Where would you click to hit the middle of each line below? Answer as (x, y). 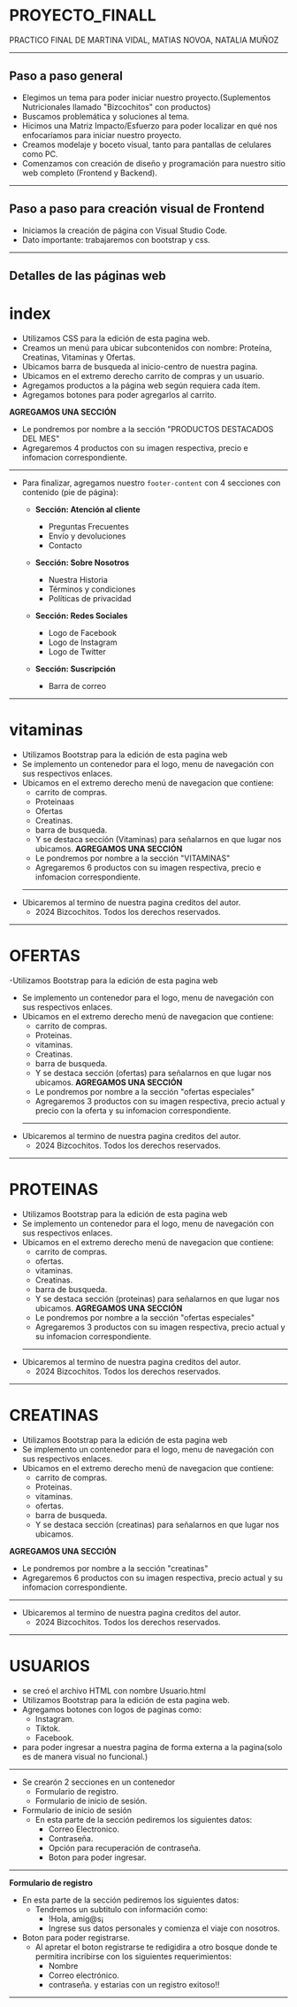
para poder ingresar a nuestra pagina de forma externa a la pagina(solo (152, 1747)
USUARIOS (49, 1666)
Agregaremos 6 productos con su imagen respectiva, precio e (148, 867)
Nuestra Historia (78, 579)
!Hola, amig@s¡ (76, 1918)
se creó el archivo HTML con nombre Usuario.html (114, 1690)
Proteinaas (55, 802)
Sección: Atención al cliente (88, 509)
